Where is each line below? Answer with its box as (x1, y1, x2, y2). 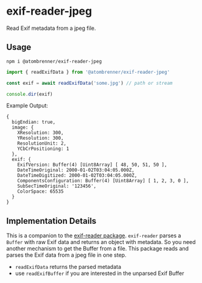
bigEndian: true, (12, 119, 56, 126)
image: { (12, 124, 34, 131)
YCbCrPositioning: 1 (17, 146, 69, 152)
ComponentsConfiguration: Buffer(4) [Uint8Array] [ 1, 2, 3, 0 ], (17, 178, 189, 184)
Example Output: (6, 102, 49, 109)
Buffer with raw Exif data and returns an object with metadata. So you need (6, 238, 196, 246)
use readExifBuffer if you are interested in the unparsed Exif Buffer (15, 270, 184, 277)
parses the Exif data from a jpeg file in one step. (6, 251, 127, 259)
